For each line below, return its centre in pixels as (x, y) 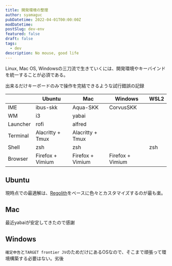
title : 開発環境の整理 (27, 10)
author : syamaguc (24, 15)
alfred (80, 124)
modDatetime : (19, 24)
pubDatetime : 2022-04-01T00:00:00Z (43, 20)
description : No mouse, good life (42, 53)
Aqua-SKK (85, 107)
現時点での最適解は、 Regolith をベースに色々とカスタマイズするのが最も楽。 (85, 193)
